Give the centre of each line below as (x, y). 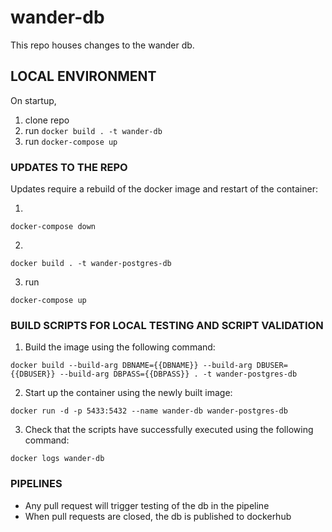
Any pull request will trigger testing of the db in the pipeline (147, 505)
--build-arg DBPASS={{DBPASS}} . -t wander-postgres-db (178, 374)
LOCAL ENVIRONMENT (83, 76)
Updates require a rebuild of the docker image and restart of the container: (164, 189)
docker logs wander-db (57, 459)
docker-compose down (53, 227)
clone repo (47, 120)
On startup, (33, 100)
